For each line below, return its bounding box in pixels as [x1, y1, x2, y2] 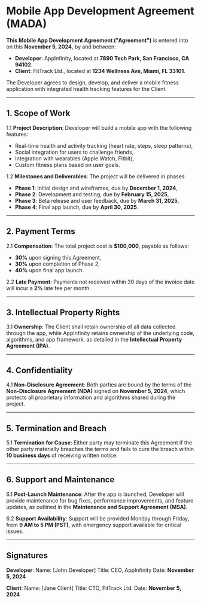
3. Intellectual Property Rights [6, 307, 120, 318]
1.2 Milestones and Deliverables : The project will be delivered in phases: [6, 172, 187, 180]
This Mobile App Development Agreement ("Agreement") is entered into [6, 36, 188, 44]
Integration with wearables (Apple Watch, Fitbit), [14, 154, 135, 162]
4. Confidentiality [6, 365, 73, 375]
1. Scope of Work [6, 108, 71, 118]
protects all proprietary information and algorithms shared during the [6, 394, 176, 401]
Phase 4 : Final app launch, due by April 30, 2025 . [14, 203, 139, 211]
